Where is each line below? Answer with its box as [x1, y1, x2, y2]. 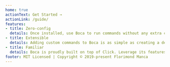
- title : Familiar [5, 45, 44, 50]
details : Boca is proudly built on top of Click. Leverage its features [10, 49, 166, 54]
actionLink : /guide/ [5, 17, 49, 22]
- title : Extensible [5, 36, 49, 41]
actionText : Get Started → [5, 12, 62, 17]
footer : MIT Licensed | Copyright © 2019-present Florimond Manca [5, 54, 148, 59]
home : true [5, 7, 28, 13]
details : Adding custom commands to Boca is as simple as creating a [10, 40, 159, 45]
